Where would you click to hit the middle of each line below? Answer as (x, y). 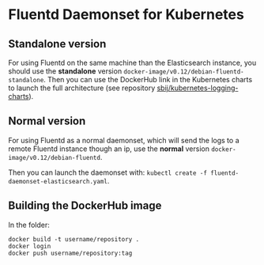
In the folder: (29, 225)
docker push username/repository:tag (70, 253)
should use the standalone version (65, 71)
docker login (30, 246)
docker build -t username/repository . (74, 239)
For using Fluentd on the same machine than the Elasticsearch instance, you (132, 62)
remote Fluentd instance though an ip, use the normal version (109, 149)
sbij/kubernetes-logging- (198, 88)
